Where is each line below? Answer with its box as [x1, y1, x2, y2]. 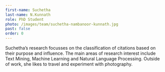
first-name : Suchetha [5, 7, 51, 13]
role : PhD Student [5, 17, 44, 22]
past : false [5, 26, 30, 31]
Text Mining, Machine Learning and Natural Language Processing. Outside [5, 56, 160, 61]
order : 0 [5, 31, 24, 36]
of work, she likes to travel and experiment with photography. [5, 61, 133, 67]
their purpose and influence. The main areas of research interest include [5, 50, 156, 56]
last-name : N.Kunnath [5, 12, 51, 17]
